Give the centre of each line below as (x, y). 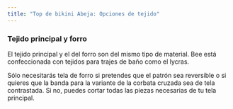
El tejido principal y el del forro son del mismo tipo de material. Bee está (112, 54)
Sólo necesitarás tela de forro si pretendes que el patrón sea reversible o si (117, 75)
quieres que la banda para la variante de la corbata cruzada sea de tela (111, 83)
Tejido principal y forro (47, 38)
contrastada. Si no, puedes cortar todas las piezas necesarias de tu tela (112, 90)
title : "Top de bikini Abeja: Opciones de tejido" (84, 14)
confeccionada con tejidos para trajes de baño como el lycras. (98, 62)
